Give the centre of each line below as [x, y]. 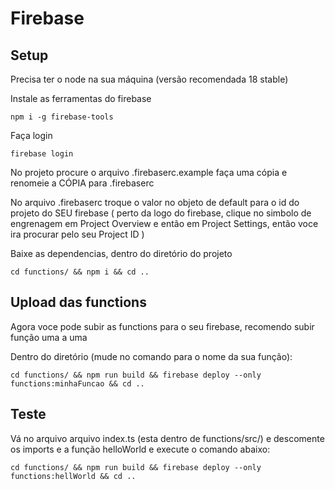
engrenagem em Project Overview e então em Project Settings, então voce [164, 223]
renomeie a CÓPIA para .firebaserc [82, 183]
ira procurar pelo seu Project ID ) [77, 234]
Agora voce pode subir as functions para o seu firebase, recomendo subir [162, 326]
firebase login [42, 154]
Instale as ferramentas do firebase [81, 98]
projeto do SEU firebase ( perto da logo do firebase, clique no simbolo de [161, 213]
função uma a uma [49, 337]
